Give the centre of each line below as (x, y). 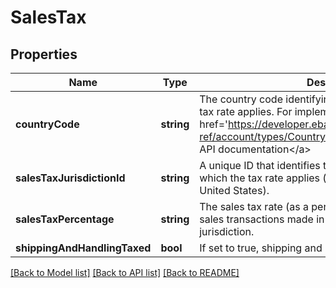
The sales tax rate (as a (254, 206)
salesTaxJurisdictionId (70, 178)
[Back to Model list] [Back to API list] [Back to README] (125, 272)
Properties (44, 54)
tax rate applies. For (246, 111)
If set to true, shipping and (261, 248)
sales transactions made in (262, 219)
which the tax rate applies (260, 178)
